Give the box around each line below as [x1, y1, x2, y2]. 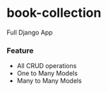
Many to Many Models [16, 77, 82, 85]
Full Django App [6, 28, 54, 37]
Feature [6, 46, 34, 55]
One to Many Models [16, 69, 78, 78]
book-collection [6, 5, 102, 21]
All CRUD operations [16, 62, 77, 70]
